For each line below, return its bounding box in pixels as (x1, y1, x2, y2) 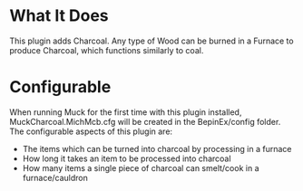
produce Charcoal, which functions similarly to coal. (9, 44, 204, 55)
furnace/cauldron (22, 172, 89, 183)
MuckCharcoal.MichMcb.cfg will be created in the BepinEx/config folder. (9, 116, 281, 127)
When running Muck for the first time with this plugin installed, (9, 106, 242, 118)
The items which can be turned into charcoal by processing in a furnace (22, 143, 292, 154)
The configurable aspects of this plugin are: (9, 126, 173, 137)
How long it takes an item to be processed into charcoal (22, 153, 231, 164)
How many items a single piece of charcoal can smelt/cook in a (22, 162, 259, 173)
